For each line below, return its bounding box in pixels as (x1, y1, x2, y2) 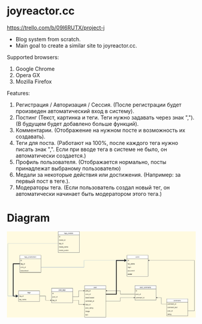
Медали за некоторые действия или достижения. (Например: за (15, 171, 181, 178)
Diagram (7, 211, 50, 225)
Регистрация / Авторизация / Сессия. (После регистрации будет (15, 101, 182, 108)
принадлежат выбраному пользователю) (15, 165, 122, 172)
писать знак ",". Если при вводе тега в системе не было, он (15, 146, 167, 153)
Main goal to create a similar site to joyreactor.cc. (15, 42, 137, 49)
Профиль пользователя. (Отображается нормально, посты (15, 158, 167, 165)
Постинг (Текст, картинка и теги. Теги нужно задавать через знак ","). (15, 114, 195, 121)
